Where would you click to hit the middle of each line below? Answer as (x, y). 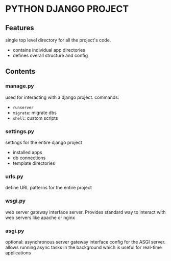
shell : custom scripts (35, 118)
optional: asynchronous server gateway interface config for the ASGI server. (86, 242)
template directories (34, 163)
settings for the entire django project (44, 142)
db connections (29, 158)
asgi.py (15, 231)
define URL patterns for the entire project (48, 188)
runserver (23, 107)
